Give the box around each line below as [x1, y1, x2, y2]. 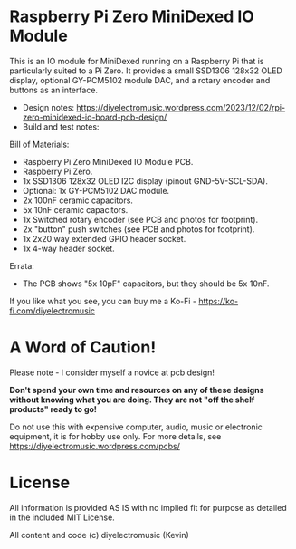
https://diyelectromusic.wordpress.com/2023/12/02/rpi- [76, 101, 286, 112]
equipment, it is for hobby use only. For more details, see [9, 430, 222, 441]
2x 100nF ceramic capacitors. [22, 195, 134, 206]
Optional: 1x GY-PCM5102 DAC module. [22, 185, 170, 196]
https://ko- [198, 295, 238, 306]
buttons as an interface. [9, 84, 98, 95]
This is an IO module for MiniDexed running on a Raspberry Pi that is [9, 55, 264, 66]
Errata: [9, 260, 34, 271]
